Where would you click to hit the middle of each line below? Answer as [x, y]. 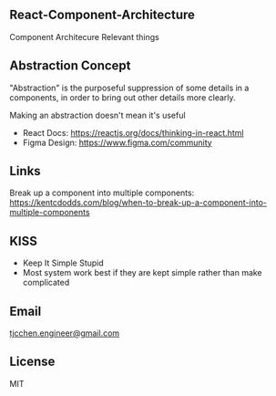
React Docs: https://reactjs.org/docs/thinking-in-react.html [133, 132]
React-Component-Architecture [102, 15]
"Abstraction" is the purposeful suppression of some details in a [129, 88]
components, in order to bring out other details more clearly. [123, 97]
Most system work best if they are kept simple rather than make [142, 273]
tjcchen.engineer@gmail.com [65, 333]
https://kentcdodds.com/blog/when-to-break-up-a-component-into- [138, 203]
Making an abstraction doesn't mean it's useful [97, 115]
